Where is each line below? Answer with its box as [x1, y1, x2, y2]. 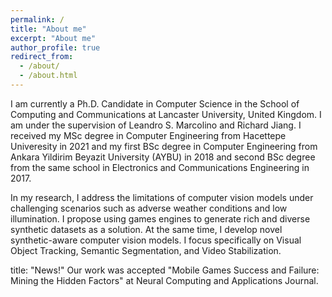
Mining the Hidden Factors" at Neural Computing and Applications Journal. [10, 274, 319, 286]
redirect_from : [10, 52, 74, 62]
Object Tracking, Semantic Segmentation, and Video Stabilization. [10, 244, 282, 256]
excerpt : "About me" [10, 33, 97, 43]
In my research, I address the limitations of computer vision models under [10, 191, 314, 203]
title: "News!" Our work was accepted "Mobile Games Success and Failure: [10, 264, 320, 276]
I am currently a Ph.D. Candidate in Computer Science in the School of [10, 97, 300, 110]
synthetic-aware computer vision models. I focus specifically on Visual [10, 234, 302, 246]
